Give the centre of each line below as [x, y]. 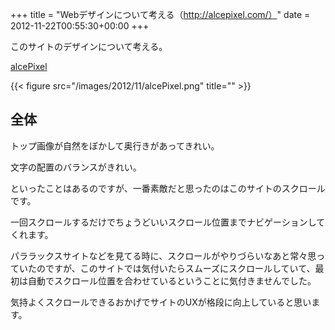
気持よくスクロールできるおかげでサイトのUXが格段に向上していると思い [161, 302]
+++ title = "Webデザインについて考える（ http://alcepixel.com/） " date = [160, 14]
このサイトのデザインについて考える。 [89, 46]
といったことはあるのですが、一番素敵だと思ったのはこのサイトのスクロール [168, 188]
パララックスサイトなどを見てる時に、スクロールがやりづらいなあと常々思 [163, 255]
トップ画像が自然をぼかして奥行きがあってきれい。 [115, 145]
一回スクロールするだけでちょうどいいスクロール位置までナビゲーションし [163, 222]
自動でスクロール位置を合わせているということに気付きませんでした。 [172, 280]
